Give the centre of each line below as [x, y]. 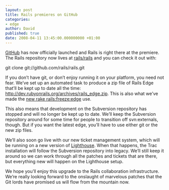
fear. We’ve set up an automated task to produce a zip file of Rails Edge [79, 83]
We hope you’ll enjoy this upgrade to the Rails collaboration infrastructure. [82, 171]
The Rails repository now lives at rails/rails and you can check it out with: [81, 58]
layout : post [19, 10]
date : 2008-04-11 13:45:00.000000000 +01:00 [53, 38]
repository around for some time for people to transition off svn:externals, [82, 119]
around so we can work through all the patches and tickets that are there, [81, 156]
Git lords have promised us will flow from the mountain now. [67, 182]
